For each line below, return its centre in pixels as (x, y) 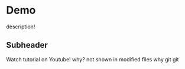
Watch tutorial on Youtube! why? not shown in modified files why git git (92, 59)
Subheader (27, 45)
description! (21, 27)
